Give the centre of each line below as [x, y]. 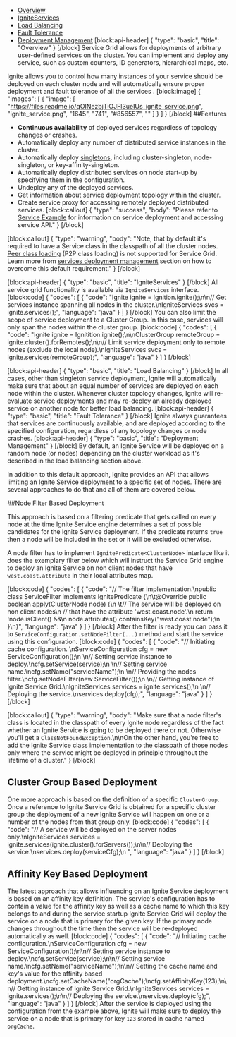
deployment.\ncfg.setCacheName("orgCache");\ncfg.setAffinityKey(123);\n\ [117, 981]
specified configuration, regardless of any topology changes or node [107, 431]
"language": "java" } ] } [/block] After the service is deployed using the [110, 1003]
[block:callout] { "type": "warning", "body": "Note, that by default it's [107, 238]
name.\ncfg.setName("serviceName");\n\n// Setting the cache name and [112, 966]
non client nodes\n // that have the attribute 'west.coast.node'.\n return [110, 612]
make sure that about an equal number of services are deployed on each [113, 386]
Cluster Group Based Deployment [82, 782]
